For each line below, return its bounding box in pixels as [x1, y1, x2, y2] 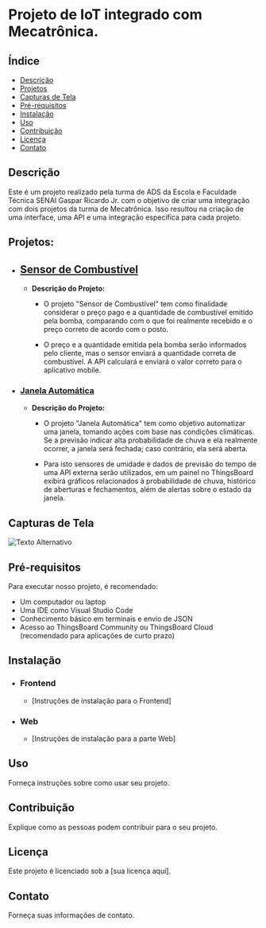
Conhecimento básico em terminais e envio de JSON [19, 614, 193, 623]
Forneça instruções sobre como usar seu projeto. [8, 778, 170, 787]
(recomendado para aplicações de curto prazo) [19, 630, 175, 640]
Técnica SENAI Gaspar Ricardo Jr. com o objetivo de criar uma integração [8, 195, 250, 205]
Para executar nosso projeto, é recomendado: [8, 581, 159, 591]
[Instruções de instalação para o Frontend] [31, 696, 172, 705]
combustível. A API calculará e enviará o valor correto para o [43, 357, 242, 367]
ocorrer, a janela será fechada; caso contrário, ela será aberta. [43, 444, 249, 454]
